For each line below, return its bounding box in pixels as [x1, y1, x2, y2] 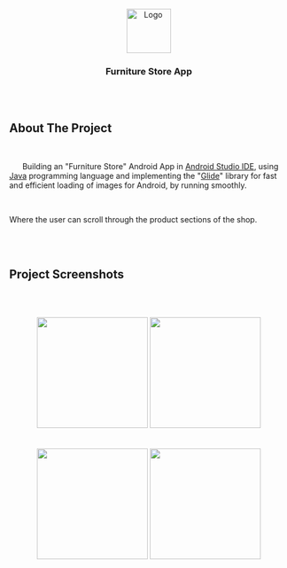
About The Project [9, 121, 112, 136]
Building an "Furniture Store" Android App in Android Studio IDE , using [21, 161, 279, 172]
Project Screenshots [9, 267, 124, 282]
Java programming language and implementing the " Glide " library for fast [9, 171, 277, 182]
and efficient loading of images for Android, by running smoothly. [9, 180, 247, 191]
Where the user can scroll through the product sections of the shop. [9, 214, 258, 225]
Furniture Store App [105, 65, 192, 77]
